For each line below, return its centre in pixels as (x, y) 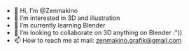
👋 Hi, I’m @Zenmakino (46, 11)
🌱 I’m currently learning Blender (59, 25)
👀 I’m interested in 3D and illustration (67, 18)
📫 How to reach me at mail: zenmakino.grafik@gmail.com (98, 40)
